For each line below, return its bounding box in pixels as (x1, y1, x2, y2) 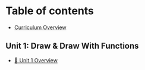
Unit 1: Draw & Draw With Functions (5, 41, 139, 51)
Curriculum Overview (14, 24, 67, 31)
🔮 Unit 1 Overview (14, 56, 58, 63)
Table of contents (5, 4, 94, 18)
